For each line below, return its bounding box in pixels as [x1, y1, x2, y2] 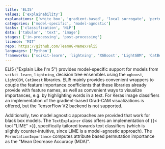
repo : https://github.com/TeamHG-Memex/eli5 [5, 44, 98, 49]
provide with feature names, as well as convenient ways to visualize [5, 87, 142, 93]
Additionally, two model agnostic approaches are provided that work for [5, 113, 151, 119]
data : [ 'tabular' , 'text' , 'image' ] [5, 30, 80, 35]
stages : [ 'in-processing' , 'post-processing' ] [5, 35, 102, 40]
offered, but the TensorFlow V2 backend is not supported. [5, 103, 123, 109]
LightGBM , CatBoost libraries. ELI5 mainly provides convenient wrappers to [5, 77, 154, 83]
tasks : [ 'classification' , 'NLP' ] [5, 26, 76, 30]
